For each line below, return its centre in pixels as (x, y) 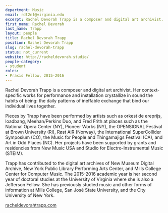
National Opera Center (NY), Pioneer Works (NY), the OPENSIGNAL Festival (84, 126)
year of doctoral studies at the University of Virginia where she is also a (79, 179)
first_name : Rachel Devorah (35, 24)
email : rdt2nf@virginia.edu (35, 15)
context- (151, 90)
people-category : (23, 62)
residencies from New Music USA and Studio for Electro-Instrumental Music (84, 148)
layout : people (21, 33)
